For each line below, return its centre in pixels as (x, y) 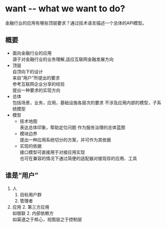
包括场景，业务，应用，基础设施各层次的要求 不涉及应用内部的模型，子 (84, 103)
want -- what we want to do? (65, 9)
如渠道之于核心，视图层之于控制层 (47, 219)
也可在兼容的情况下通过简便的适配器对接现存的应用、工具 (78, 158)
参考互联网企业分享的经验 (38, 84)
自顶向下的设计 (28, 71)
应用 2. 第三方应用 (31, 207)
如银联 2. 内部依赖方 (33, 213)
